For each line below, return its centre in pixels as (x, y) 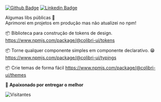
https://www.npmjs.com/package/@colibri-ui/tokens (60, 40)
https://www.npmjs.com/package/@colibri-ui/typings (61, 58)
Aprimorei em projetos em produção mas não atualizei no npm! (71, 23)
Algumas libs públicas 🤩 (30, 17)
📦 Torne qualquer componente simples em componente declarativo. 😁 (80, 50)
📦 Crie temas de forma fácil (35, 68)
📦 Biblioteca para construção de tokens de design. (59, 33)
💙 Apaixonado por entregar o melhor (44, 85)
